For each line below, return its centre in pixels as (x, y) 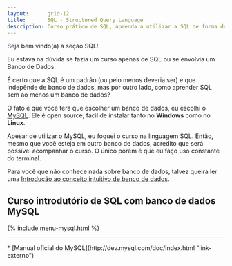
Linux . (16, 123)
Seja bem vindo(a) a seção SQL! (53, 46)
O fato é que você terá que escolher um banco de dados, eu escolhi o (106, 108)
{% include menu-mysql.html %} (54, 228)
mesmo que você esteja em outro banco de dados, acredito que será (105, 144)
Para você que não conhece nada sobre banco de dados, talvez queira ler (112, 172)
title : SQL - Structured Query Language (75, 20)
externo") (21, 256)
